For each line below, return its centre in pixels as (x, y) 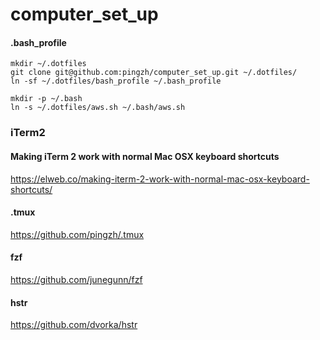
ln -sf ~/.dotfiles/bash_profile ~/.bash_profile (116, 81)
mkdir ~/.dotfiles (48, 64)
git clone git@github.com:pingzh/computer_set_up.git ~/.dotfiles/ (154, 73)
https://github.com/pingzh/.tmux (77, 234)
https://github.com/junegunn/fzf (76, 279)
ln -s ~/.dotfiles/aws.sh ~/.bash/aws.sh (98, 108)
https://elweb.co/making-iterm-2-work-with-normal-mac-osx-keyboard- (160, 179)
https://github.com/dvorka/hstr (74, 325)
